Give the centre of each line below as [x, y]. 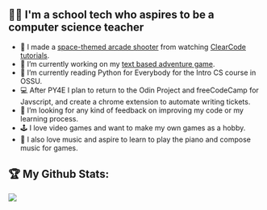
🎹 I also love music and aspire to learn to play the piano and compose [136, 139]
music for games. [49, 148]
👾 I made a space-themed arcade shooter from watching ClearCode [133, 47]
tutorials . [35, 55]
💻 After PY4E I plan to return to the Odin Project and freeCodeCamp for [140, 90]
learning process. [49, 118]
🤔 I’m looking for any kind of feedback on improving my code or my [132, 110]
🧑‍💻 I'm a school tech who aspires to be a [112, 15]
